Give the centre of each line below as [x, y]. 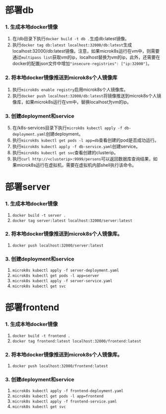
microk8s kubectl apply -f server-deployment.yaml [66, 271]
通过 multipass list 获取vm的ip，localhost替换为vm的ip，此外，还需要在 [86, 57]
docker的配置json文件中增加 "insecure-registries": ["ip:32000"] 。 [82, 64]
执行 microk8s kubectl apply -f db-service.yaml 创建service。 [76, 147]
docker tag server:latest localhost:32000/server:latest [72, 221]
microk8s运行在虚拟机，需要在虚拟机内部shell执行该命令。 [77, 165]
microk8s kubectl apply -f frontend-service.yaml [65, 402]
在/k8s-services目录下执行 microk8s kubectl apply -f [67, 128]
